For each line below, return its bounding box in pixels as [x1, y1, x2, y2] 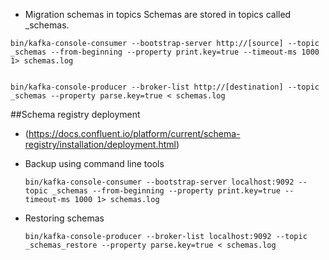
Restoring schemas [24, 212, 105, 224]
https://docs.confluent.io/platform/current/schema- [28, 128, 241, 139]
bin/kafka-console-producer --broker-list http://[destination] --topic [10, 82, 320, 92]
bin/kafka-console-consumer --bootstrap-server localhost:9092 [24, 177, 295, 187]
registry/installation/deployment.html [24, 139, 177, 150]
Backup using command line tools [24, 158, 165, 169]
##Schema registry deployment [10, 109, 141, 120]
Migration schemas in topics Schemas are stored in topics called [24, 9, 292, 20]
